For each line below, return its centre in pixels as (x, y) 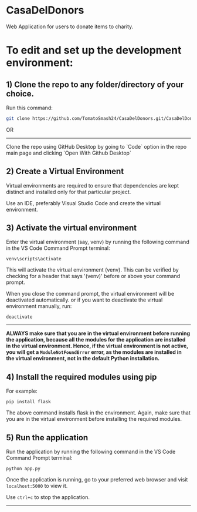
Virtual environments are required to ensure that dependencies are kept (92, 185)
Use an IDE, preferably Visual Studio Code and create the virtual (84, 203)
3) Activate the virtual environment (72, 228)
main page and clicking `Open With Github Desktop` (69, 153)
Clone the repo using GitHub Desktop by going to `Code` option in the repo (96, 146)
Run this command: (29, 108)
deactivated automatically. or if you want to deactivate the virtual (84, 300)
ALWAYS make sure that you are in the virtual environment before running (98, 333)
